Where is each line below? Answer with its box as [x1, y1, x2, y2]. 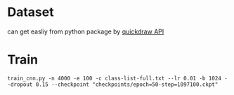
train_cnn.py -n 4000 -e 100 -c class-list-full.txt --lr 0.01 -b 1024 [7, 75, 221, 82]
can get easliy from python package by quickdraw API [7, 27, 164, 36]
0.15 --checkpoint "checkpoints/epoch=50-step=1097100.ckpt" [35, 81, 219, 88]
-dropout [7, 81, 33, 88]
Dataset [7, 4, 54, 20]
